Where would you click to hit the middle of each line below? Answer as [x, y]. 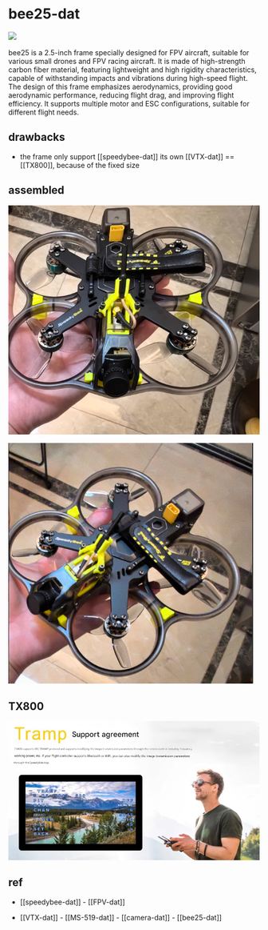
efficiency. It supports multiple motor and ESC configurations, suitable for [129, 103]
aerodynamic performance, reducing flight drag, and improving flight [121, 95]
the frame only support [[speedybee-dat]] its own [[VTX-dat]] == [127, 156]
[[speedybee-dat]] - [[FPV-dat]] [72, 902]
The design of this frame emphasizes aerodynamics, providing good [120, 86]
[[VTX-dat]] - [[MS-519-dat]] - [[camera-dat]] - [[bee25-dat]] [120, 917]
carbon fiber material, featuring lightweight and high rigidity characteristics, [132, 70]
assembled [37, 190]
